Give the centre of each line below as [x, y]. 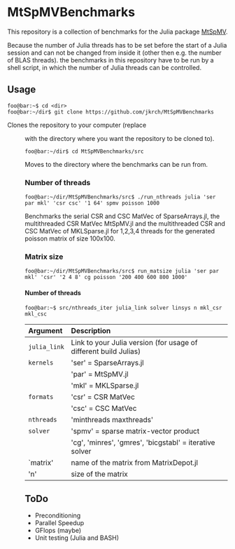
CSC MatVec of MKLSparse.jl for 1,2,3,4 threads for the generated [120, 231]
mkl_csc [36, 314]
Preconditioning [58, 515]
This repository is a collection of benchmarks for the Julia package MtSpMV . [117, 32]
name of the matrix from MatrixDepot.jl [134, 462]
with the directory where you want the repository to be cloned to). [120, 138]
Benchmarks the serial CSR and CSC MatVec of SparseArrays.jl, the [122, 216]
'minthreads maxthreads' [112, 419]
